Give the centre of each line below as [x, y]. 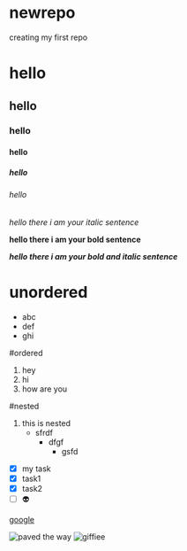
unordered [49, 292]
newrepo [42, 13]
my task [36, 469]
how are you [45, 389]
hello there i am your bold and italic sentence [93, 256]
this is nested [46, 423]
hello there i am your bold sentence [75, 239]
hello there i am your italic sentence [74, 222]
